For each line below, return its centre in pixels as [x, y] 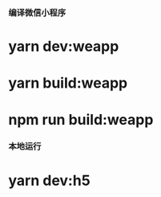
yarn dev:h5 [49, 181]
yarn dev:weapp [64, 47]
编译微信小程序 [37, 12]
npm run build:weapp [81, 120]
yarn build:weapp [68, 83]
